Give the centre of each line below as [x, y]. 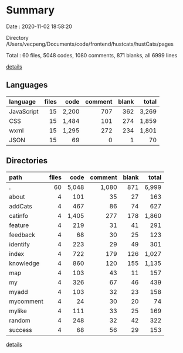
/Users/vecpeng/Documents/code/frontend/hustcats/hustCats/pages [90, 44]
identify [20, 244]
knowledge [24, 263]
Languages [27, 85]
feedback [22, 235]
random [20, 320]
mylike [18, 311]
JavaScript [24, 111]
